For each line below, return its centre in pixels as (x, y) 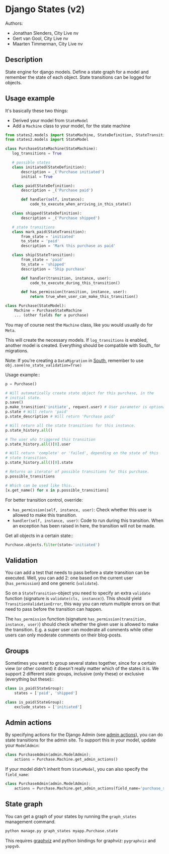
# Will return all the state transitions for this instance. (71, 425)
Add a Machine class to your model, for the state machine (71, 126)
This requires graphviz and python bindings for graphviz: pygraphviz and (80, 840)
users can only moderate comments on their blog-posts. (64, 635)
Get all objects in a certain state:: (39, 536)
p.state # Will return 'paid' (37, 412)
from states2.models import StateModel (47, 140)
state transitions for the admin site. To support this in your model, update (80, 740)
